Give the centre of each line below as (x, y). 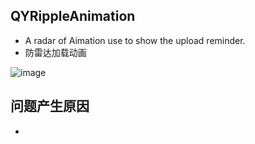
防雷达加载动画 (55, 52)
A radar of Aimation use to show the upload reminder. (135, 40)
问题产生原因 (50, 106)
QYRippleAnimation (73, 16)
